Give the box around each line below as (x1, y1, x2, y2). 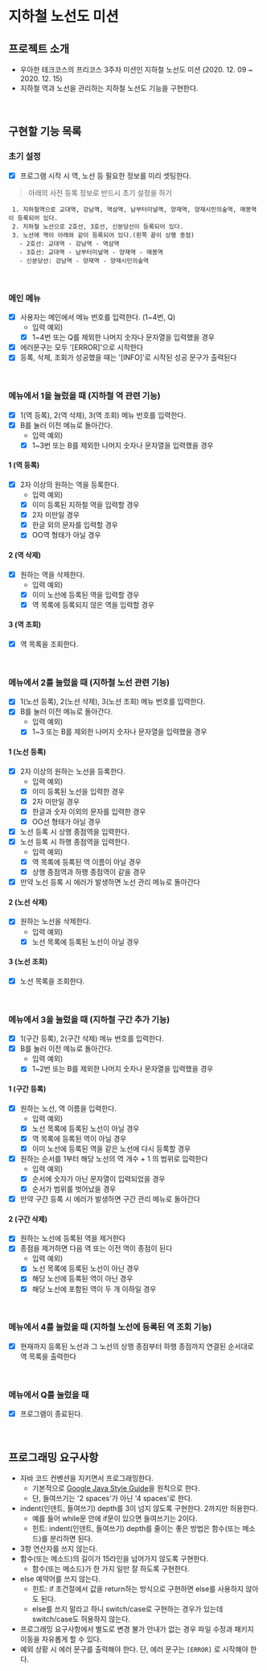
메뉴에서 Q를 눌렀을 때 (8, 1389, 89, 1401)
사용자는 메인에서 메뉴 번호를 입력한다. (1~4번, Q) (19, 312, 176, 322)
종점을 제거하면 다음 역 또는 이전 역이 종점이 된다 (19, 1244, 173, 1253)
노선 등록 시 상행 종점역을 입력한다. (19, 827, 130, 836)
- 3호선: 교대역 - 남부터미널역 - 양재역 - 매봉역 (18, 248, 163, 256)
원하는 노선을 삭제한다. (19, 917, 92, 926)
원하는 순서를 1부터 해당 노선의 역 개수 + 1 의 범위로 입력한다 (19, 1153, 208, 1163)
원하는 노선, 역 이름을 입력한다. (19, 1104, 117, 1113)
